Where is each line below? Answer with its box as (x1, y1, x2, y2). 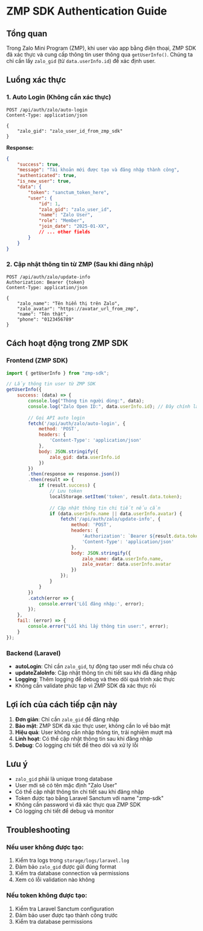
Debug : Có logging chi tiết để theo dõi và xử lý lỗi (14, 741, 139, 749)
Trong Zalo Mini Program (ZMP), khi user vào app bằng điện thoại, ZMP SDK (6, 44, 196, 52)
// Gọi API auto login (28, 415, 85, 421)
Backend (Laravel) (6, 649, 61, 657)
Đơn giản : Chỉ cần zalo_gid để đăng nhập (14, 715, 120, 722)
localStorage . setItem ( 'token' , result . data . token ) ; (49, 493, 182, 499)
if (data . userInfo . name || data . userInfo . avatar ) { (49, 510, 182, 516)
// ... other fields (38, 229, 91, 235)
